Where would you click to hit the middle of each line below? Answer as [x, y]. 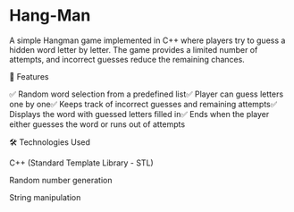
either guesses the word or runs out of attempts [97, 124]
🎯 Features [29, 76]
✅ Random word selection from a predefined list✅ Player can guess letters [147, 94]
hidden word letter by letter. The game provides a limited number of [134, 49]
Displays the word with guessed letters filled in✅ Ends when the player [139, 114]
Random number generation [61, 180]
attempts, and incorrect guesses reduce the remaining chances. [127, 59]
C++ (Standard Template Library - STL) [81, 163]
